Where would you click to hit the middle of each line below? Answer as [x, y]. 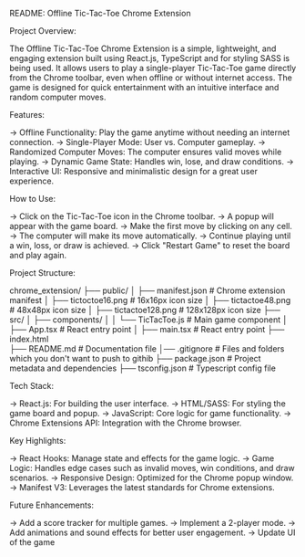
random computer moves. [58, 97]
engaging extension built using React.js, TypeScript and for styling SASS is [149, 58]
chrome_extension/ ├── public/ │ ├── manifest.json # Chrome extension [147, 290]
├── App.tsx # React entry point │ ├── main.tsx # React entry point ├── [147, 329]
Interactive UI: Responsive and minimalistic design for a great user [133, 171]
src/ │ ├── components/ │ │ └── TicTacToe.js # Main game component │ [149, 320]
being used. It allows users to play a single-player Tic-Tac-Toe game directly [153, 68]
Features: [27, 115]
